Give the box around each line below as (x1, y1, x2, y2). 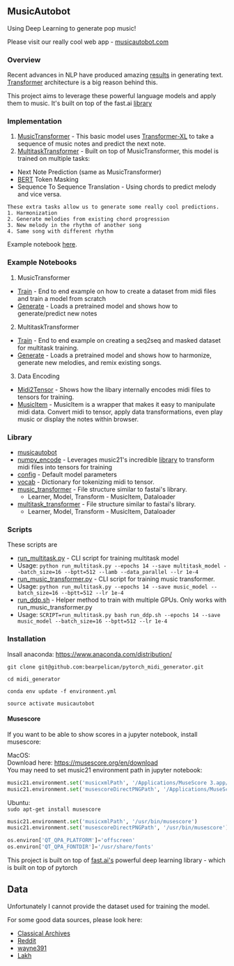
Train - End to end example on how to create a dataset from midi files (17, 287, 217, 295)
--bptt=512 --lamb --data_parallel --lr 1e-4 (64, 569, 199, 576)
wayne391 (17, 944, 47, 952)
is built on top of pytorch (7, 864, 78, 872)
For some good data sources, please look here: (7, 915, 143, 924)
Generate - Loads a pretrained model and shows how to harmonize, (17, 351, 212, 359)
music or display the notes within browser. (17, 414, 139, 423)
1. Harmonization (7, 210, 58, 217)
